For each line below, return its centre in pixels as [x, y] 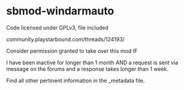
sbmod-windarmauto [60, 11]
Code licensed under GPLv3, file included [58, 28]
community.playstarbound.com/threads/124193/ [65, 39]
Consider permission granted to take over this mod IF [72, 51]
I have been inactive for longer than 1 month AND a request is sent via [92, 62]
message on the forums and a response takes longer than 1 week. [88, 69]
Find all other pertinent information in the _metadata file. [76, 80]
